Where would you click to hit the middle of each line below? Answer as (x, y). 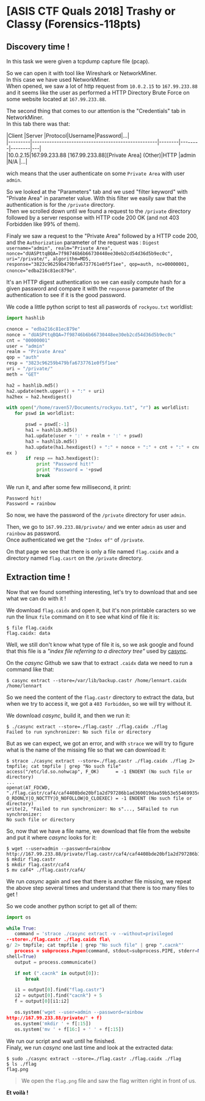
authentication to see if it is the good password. (66, 295)
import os (19, 917)
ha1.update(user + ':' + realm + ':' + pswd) (84, 436)
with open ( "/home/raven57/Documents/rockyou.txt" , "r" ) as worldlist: (98, 408)
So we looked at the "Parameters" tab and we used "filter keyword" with (97, 192)
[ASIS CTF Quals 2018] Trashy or (91, 11)
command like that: (31, 669)
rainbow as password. (34, 533)
